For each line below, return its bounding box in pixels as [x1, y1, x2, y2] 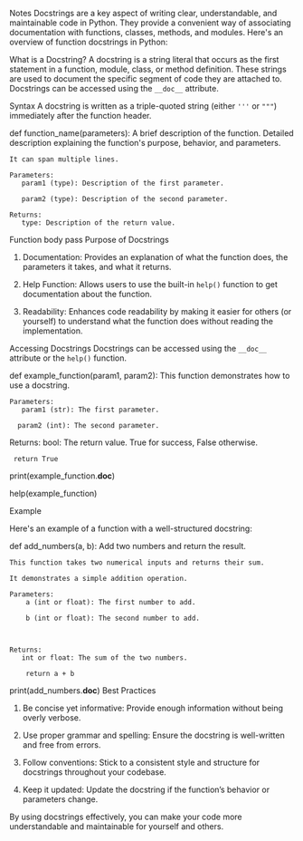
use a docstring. [9, 380, 71, 391]
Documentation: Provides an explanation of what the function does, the [22, 252, 289, 262]
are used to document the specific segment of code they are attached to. [9, 73, 282, 84]
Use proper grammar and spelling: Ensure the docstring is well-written [22, 730, 285, 740]
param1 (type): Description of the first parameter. [21, 179, 224, 188]
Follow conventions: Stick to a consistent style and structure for [22, 757, 260, 768]
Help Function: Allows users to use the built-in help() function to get [22, 279, 279, 289]
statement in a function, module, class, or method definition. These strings [9, 63, 287, 74]
